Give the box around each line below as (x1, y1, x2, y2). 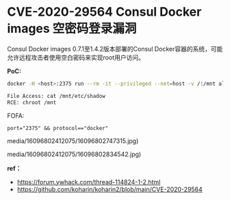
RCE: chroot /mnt (7, 99, 57, 106)
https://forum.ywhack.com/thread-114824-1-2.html (16, 177, 161, 186)
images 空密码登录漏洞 (7, 21, 137, 36)
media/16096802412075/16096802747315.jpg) (7, 136, 139, 145)
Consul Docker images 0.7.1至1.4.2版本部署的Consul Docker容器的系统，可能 (7, 45, 223, 53)
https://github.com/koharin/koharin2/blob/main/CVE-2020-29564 (16, 185, 203, 193)
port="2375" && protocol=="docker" (7, 125, 109, 132)
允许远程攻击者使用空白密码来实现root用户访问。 (7, 53, 145, 62)
